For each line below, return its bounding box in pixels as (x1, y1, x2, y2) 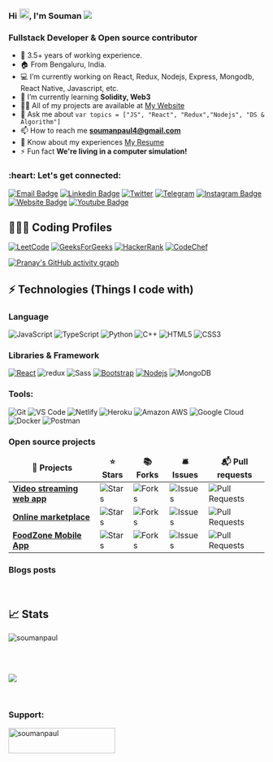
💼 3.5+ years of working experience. (19, 50, 143, 60)
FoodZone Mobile (12, 529, 82, 541)
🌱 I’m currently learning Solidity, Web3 (19, 92, 151, 102)
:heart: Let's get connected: (8, 170, 122, 181)
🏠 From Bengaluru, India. (19, 59, 107, 69)
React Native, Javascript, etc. (19, 84, 119, 94)
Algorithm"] (19, 118, 61, 126)
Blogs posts (8, 564, 57, 575)
